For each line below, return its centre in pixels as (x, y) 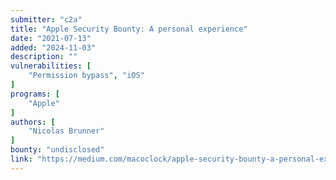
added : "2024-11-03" (53, 47)
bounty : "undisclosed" (57, 150)
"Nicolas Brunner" (66, 131)
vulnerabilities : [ (51, 66)
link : (21, 159)
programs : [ (35, 94)
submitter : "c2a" (46, 19)
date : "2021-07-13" (51, 38)
